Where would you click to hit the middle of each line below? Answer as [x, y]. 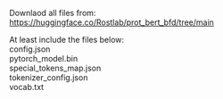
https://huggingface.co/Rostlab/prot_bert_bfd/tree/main [111, 22]
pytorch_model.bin [44, 58]
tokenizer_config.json [49, 78]
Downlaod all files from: [53, 13]
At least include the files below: [67, 40]
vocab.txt [27, 87]
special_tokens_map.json [55, 68]
